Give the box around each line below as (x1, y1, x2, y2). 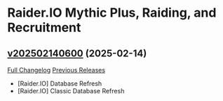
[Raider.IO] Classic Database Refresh (17, 87, 125, 95)
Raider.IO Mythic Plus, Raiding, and (7, 5, 217, 21)
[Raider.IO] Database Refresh (17, 79, 102, 88)
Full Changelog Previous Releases (7, 66, 106, 74)
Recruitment (7, 20, 81, 36)
